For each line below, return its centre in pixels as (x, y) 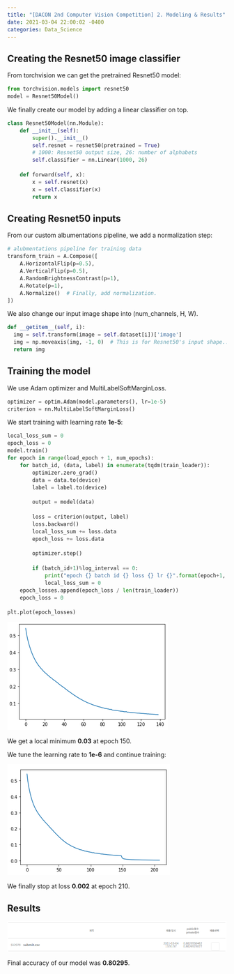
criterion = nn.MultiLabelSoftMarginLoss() (71, 409)
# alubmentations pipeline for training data (74, 249)
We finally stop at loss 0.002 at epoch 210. (69, 886)
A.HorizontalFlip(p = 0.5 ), (57, 264)
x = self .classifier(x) (67, 189)
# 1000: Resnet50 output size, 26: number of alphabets (115, 153)
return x (45, 197)
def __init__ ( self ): (49, 130)
